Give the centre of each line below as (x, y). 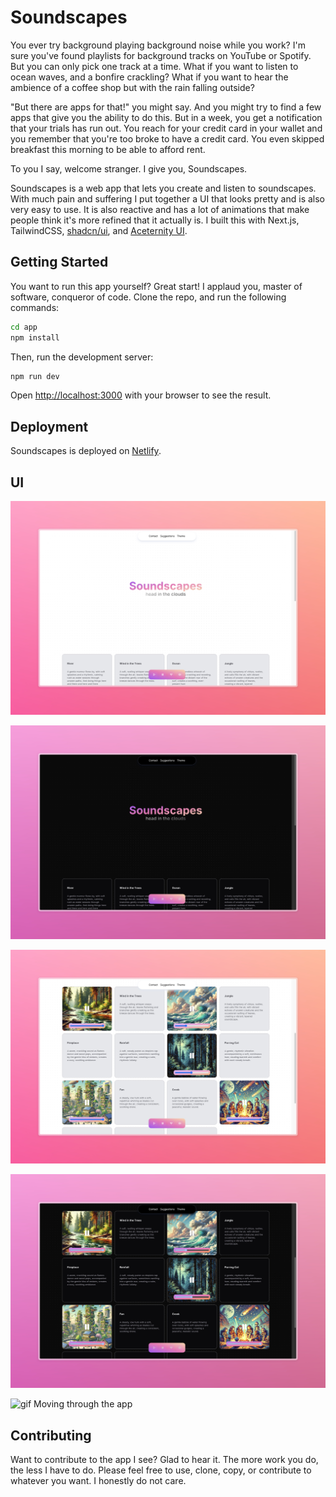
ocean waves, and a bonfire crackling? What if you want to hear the (149, 77)
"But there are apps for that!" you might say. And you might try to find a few (166, 107)
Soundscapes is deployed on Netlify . (86, 451)
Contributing (51, 1435)
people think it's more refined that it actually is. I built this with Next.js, (155, 220)
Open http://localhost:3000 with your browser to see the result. (141, 395)
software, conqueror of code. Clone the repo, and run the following (148, 297)
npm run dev (35, 376)
